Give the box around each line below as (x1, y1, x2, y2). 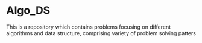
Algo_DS (6, 4, 51, 17)
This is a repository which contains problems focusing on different (6, 23, 171, 30)
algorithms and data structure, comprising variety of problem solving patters (6, 29, 196, 36)
